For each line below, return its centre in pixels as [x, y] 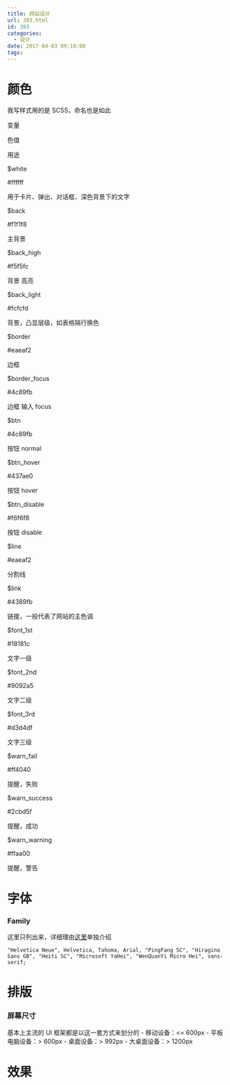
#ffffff [16, 182]
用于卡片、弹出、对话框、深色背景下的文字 [69, 196]
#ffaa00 [19, 853]
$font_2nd [22, 672]
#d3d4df [20, 727]
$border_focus [29, 378]
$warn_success [30, 798]
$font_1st [20, 630]
